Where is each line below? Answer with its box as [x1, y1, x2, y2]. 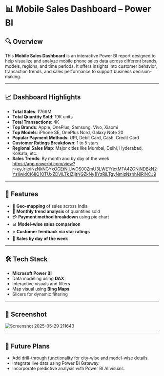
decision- [132, 69, 152, 74]
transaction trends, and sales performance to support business [5, 69, 132, 74]
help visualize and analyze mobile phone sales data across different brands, [5, 58, 158, 64]
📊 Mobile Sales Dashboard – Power [5, 3, 151, 15]
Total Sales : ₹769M [12, 108, 52, 114]
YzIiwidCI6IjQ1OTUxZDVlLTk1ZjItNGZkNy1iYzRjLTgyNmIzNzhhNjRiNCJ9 [12, 171, 157, 177]
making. [5, 74, 21, 80]
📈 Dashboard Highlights [5, 93, 81, 102]
